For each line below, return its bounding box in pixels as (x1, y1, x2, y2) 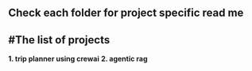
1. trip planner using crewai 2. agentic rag (8, 54, 149, 64)
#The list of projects (8, 33, 110, 47)
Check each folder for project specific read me (8, 6, 244, 20)
